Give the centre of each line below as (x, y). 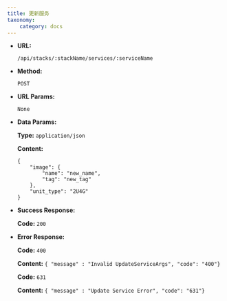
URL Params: (36, 96)
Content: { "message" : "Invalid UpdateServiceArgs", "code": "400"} (119, 264)
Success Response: (46, 210)
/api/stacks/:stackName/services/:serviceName (85, 59)
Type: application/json (51, 136)
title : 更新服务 (28, 13)
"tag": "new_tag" (67, 180)
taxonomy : (21, 20)
